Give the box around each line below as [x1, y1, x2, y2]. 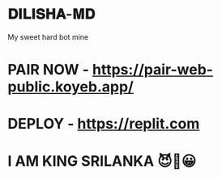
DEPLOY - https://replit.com [7, 115, 200, 133]
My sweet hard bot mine [7, 32, 89, 41]
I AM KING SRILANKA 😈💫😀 [7, 151, 197, 170]
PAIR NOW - [7, 61, 90, 79]
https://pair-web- [92, 61, 214, 79]
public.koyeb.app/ [7, 78, 134, 96]
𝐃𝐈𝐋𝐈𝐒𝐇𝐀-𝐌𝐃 [7, 5, 96, 23]
